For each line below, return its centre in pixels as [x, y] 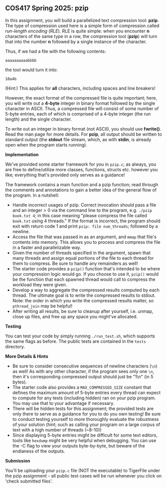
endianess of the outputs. [39, 451]
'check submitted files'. [29, 481]
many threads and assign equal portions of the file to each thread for [83, 258]
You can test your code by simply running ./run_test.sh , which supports [80, 336]
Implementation [22, 154]
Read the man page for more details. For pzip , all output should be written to [83, 134]
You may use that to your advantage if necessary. [63, 403]
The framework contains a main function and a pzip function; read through [82, 184]
